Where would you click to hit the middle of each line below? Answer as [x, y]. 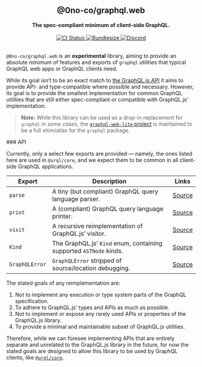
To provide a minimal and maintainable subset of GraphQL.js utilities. [100, 326]
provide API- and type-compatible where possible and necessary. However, [100, 87]
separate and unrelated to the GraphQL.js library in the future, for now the [98, 344]
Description [109, 181]
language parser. [76, 199]
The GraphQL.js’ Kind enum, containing [107, 243]
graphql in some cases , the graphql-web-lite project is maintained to [106, 124]
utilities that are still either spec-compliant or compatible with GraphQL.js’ [97, 99]
